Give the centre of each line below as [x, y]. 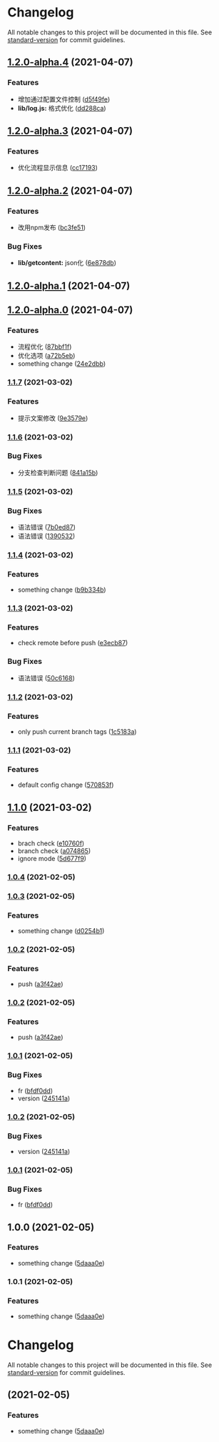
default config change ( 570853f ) [66, 785]
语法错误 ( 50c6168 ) [46, 678]
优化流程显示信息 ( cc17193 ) [58, 168]
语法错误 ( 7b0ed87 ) [47, 527]
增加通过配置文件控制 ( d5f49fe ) [64, 99]
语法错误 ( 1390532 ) [46, 536]
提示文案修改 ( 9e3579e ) [53, 418]
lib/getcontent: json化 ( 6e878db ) [67, 263]
